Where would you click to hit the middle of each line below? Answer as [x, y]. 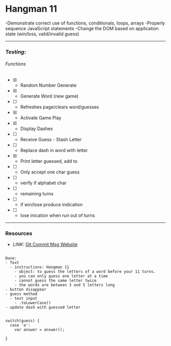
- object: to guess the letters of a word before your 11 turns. [85, 272]
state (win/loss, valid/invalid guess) [42, 34]
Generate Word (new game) [49, 96]
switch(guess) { [22, 321]
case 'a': [20, 325]
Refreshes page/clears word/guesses [60, 107]
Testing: [16, 52]
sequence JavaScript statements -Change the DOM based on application [82, 28]
